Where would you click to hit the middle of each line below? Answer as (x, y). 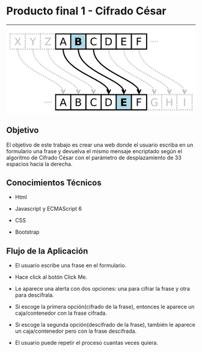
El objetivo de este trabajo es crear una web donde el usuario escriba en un (100, 145)
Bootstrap (27, 232)
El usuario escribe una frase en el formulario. (71, 266)
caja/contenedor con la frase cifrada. (61, 313)
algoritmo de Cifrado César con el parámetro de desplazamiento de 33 (94, 157)
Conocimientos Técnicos (54, 182)
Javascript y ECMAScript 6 (48, 209)
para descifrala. (34, 295)
